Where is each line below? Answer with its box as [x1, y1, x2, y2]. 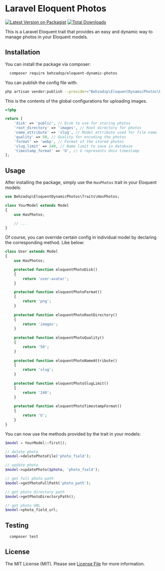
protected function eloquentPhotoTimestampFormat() [14, 404, 122, 409]
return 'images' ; [23, 322, 58, 326]
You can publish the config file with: [5, 80, 78, 85]
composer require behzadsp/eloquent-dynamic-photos [9, 71, 118, 76]
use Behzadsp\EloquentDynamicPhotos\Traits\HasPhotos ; [5, 194, 120, 199]
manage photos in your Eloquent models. [5, 34, 88, 40]
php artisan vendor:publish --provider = [5, 89, 89, 94]
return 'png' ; [23, 299, 52, 304]
